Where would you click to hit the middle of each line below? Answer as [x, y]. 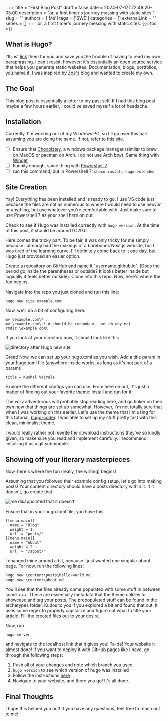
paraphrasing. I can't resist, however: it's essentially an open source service [84, 62]
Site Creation [26, 188]
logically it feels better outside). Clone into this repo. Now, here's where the [83, 277]
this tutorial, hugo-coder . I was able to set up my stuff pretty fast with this [81, 418]
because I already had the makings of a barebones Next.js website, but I [80, 246]
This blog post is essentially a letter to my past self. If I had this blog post [80, 101]
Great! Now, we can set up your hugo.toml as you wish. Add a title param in [83, 357]
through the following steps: [34, 655]
